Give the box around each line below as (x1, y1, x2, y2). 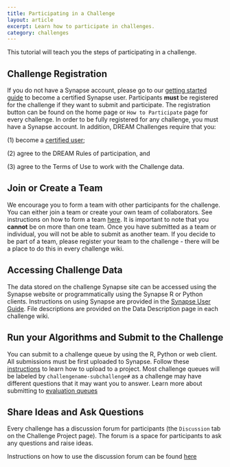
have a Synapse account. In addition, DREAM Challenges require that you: (7, 123, 216, 131)
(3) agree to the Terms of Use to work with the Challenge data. (7, 163, 185, 171)
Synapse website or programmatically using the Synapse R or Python (7, 290, 203, 298)
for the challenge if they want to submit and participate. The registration (7, 101, 211, 109)
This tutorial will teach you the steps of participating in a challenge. (7, 48, 197, 56)
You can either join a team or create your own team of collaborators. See (7, 207, 213, 216)
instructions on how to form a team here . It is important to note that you (7, 215, 209, 223)
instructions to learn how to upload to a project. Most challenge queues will (7, 365, 220, 373)
